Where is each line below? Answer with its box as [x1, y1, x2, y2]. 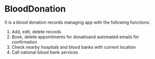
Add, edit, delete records [11, 29, 62, 34]
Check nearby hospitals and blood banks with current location [11, 44, 136, 50]
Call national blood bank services [11, 49, 78, 55]
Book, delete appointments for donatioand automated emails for [11, 34, 139, 40]
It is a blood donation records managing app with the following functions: [4, 19, 151, 25]
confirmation [11, 39, 37, 44]
